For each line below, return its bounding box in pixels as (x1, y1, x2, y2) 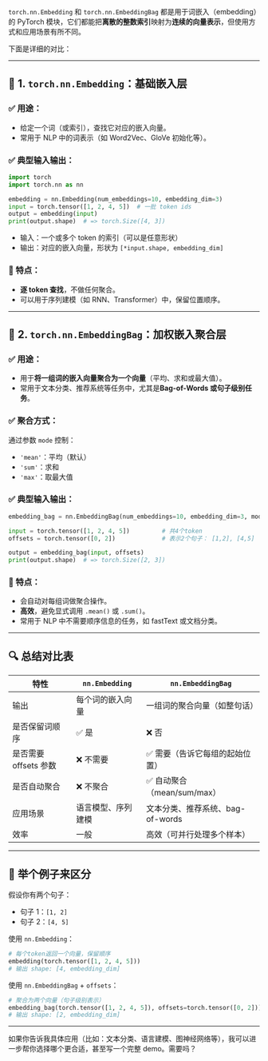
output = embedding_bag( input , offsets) (8, 548, 145, 557)
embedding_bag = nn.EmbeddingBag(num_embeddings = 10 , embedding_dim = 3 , (8, 513, 248, 521)
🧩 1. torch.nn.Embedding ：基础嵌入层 (8, 77, 187, 90)
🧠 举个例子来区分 (8, 867, 92, 881)
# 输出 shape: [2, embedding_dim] (8, 1011, 121, 1019)
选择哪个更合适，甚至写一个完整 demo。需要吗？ (35, 1044, 197, 1054)
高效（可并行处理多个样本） (146, 829, 250, 840)
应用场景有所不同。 (22, 27, 85, 36)
